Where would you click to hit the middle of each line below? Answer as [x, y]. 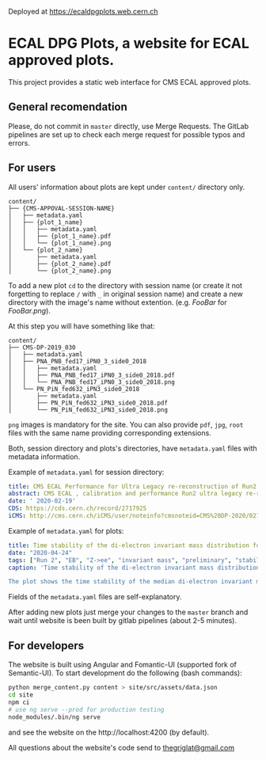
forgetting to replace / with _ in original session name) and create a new [125, 294]
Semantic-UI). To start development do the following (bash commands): [125, 673]
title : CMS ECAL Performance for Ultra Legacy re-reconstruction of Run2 [133, 486]
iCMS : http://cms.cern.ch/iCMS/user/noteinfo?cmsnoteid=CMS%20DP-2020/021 [134, 516]
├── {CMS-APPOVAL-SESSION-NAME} [61, 208]
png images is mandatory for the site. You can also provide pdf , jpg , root [126, 424]
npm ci [19, 702]
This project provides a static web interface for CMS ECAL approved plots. [130, 82]
